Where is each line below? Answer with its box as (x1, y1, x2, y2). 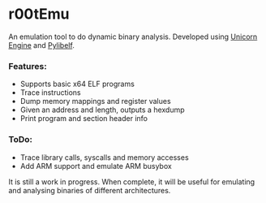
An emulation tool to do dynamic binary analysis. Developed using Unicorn (8, 32, 258, 41)
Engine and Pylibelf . (8, 40, 75, 50)
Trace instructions (19, 88, 81, 97)
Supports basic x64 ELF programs (19, 79, 135, 89)
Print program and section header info (19, 114, 148, 123)
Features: (8, 60, 47, 71)
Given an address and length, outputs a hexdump (19, 105, 185, 114)
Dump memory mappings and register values (19, 97, 172, 106)
